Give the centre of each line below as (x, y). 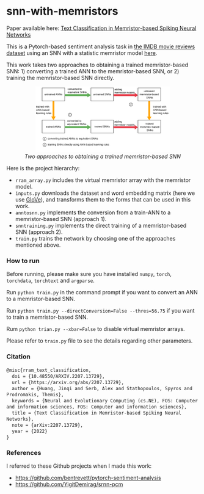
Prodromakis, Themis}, (35, 394)
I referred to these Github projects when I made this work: (79, 466)
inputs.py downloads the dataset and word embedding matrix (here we (105, 193)
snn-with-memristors (62, 11)
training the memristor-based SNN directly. (60, 78)
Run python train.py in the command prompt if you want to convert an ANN (102, 292)
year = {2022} (30, 431)
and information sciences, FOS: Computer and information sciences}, (97, 407)
